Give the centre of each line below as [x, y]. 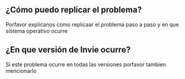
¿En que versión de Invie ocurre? [68, 50]
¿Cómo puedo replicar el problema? [74, 10]
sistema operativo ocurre [37, 31]
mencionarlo [21, 71]
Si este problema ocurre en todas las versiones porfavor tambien [86, 64]
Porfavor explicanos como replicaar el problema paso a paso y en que [92, 24]
